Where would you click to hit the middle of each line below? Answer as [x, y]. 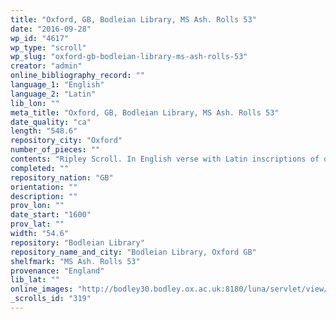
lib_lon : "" [35, 103]
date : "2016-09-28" [51, 29]
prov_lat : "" [37, 224]
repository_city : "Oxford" [66, 141]
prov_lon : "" [37, 206]
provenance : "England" [57, 271]
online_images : [42, 289]
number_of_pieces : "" [55, 150]
